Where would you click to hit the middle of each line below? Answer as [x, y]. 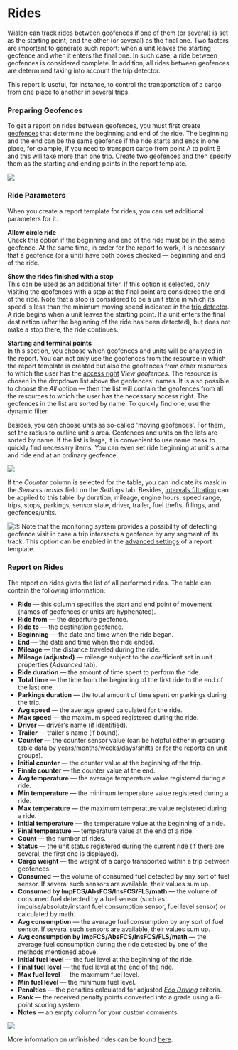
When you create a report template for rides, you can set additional [106, 211]
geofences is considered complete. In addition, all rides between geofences [118, 63]
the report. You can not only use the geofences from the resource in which [117, 358]
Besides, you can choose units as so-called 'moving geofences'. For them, [116, 425]
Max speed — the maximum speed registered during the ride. [108, 717]
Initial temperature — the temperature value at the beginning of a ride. [121, 823]
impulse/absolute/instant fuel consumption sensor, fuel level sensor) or [121, 906]
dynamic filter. [28, 411]
